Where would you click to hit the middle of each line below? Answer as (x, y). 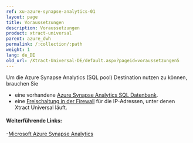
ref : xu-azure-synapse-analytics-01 (51, 11)
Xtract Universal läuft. (41, 107)
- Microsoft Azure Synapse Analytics (50, 134)
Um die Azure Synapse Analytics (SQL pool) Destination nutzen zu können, (97, 77)
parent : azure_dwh (28, 39)
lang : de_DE (21, 55)
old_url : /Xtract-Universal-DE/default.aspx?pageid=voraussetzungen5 (93, 60)
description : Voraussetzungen (43, 28)
